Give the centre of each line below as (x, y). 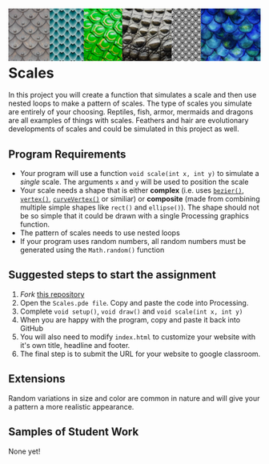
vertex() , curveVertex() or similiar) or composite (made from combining (140, 199)
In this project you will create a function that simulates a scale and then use (132, 95)
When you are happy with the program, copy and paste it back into (130, 319)
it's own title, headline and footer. (75, 345)
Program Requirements (67, 154)
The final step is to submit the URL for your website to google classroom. (140, 354)
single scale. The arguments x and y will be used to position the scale (134, 182)
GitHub (32, 328)
